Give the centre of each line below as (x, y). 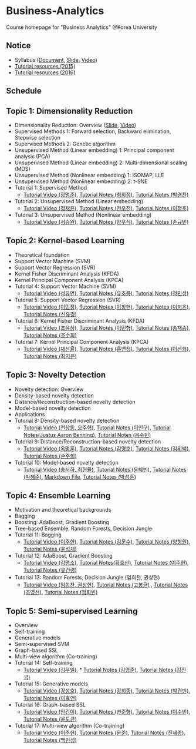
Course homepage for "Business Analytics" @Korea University (82, 27)
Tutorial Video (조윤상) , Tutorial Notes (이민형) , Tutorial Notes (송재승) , (107, 327)
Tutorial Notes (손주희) (50, 456)
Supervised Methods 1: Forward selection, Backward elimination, (93, 131)
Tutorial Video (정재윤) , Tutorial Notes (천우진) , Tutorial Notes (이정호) (106, 208)
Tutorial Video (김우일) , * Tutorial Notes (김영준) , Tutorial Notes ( (100, 670)
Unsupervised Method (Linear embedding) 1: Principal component (94, 150)
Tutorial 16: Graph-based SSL (50, 705)
